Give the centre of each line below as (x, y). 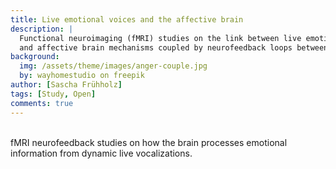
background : (35, 57)
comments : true (42, 103)
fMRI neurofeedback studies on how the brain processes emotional (149, 142)
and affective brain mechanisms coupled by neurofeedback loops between (174, 47)
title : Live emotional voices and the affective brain (127, 19)
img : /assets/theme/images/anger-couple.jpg (113, 66)
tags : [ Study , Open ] (53, 94)
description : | (42, 29)
